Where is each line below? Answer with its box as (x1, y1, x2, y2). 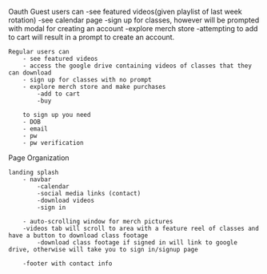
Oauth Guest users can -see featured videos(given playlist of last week (8, 7, 242, 16)
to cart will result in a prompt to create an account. (8, 32, 175, 42)
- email (22, 125, 48, 133)
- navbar (22, 175, 52, 183)
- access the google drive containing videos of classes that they (22, 62, 252, 70)
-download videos (37, 196, 94, 204)
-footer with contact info (22, 260, 113, 268)
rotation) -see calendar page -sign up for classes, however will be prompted (8, 15, 260, 25)
